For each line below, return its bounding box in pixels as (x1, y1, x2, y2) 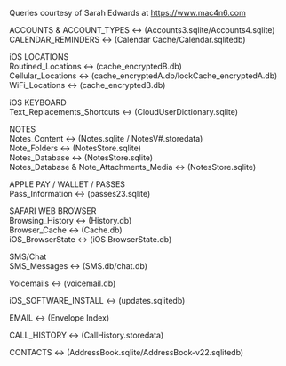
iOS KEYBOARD (9, 97, 67, 108)
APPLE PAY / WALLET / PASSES (9, 179, 126, 190)
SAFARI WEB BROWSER (9, 206, 97, 216)
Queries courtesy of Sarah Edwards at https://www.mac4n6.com (9, 8, 246, 18)
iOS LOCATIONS (9, 52, 69, 61)
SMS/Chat (9, 251, 47, 262)
